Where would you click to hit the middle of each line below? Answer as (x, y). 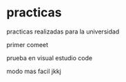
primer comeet (28, 44)
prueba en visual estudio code (50, 58)
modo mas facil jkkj (34, 71)
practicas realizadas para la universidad (63, 31)
